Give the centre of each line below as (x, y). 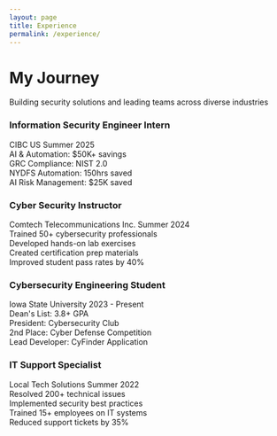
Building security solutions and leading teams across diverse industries (139, 102)
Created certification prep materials (74, 253)
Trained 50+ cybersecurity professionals (83, 234)
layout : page (33, 17)
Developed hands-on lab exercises (73, 243)
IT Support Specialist (55, 365)
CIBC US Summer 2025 (52, 144)
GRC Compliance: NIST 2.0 (58, 163)
